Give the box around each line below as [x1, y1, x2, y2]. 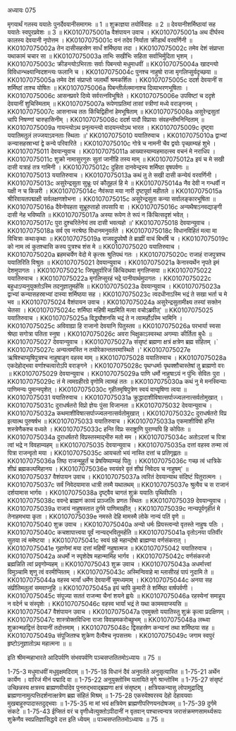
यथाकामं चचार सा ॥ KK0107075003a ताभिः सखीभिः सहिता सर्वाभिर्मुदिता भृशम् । [7, 52, 194, 60]
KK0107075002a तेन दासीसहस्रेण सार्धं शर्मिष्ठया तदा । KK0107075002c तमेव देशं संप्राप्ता [7, 44, 224, 52]
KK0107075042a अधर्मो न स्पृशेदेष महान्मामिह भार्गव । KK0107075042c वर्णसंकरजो [7, 552, 211, 560]
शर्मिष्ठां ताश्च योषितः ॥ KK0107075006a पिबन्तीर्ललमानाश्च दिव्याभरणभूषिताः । [7, 84, 189, 92]
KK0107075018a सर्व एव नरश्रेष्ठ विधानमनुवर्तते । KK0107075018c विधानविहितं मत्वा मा [7, 226, 217, 235]
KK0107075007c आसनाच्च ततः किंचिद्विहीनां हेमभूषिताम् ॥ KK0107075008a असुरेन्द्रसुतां [7, 107, 220, 116]
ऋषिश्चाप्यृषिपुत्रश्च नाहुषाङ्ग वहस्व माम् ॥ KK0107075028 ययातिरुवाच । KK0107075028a [7, 354, 227, 362]
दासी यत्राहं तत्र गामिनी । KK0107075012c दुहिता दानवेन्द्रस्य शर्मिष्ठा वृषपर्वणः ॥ [7, 163, 189, 171]
